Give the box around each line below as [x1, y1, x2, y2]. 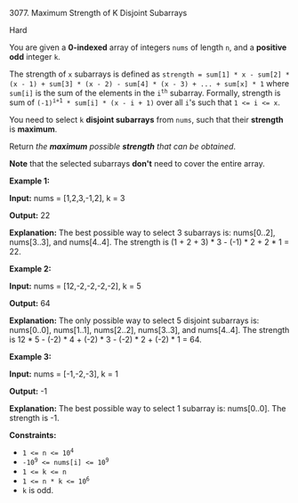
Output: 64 [9, 298, 51, 308]
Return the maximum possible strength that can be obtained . [9, 142, 237, 151]
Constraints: [9, 430, 57, 440]
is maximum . [9, 124, 58, 134]
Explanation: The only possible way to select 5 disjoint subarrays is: [9, 315, 260, 326]
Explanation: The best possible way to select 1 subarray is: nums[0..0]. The [9, 403, 286, 413]
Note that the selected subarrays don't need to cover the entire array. [9, 158, 265, 168]
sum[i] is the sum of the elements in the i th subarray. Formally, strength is [9, 88, 281, 98]
